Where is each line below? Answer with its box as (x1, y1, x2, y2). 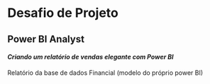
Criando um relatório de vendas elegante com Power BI (7, 53, 174, 61)
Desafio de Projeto (7, 5, 119, 21)
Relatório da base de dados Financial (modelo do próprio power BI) (7, 68, 204, 77)
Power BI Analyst (7, 33, 85, 45)
